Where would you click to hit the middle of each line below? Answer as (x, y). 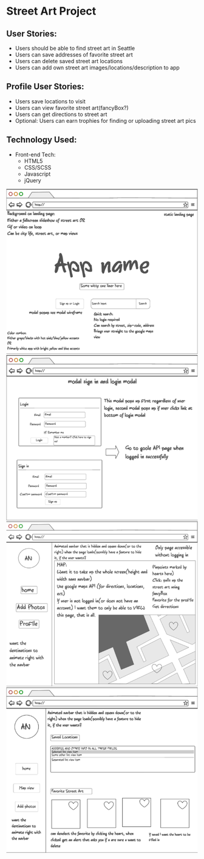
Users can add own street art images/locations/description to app (97, 67)
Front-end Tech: (35, 154)
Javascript (37, 174)
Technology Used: (42, 140)
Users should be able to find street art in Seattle (75, 48)
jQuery (32, 180)
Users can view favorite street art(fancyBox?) (72, 108)
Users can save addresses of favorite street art (74, 55)
